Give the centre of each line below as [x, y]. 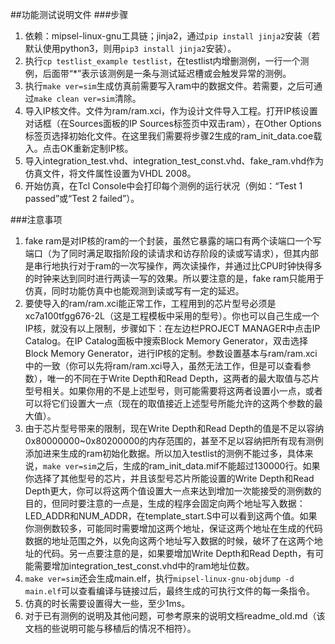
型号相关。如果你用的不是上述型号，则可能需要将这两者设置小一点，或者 [173, 391]
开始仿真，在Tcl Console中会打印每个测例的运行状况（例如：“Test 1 [163, 186]
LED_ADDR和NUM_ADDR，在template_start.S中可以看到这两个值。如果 [171, 516]
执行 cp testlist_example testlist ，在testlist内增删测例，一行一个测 [167, 61]
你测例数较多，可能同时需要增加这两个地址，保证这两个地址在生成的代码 [173, 528]
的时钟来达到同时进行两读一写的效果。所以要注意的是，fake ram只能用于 [174, 278]
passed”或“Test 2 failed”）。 [82, 198]
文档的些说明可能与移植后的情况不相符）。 [110, 628]
